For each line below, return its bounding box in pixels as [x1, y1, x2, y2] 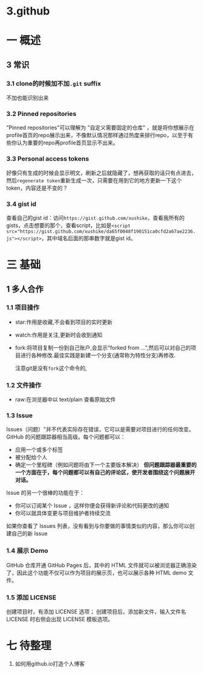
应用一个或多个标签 [14, 446, 63, 454]
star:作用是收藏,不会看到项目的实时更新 [14, 318, 113, 326]
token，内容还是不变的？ [6, 184, 68, 192]
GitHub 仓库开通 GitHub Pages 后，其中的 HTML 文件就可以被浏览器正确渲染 [6, 561, 197, 568]
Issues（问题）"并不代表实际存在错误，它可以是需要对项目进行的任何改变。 [6, 426, 195, 433]
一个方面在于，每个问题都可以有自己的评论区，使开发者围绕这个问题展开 [14, 469, 195, 476]
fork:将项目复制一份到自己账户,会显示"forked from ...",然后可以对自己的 [14, 344, 192, 351]
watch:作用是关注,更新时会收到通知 [14, 331, 103, 338]
